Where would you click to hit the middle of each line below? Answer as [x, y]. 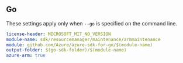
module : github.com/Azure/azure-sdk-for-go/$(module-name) [80, 45]
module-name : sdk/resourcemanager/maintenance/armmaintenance [83, 39]
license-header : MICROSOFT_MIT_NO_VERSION [58, 34]
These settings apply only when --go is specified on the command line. [91, 23]
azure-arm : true [26, 55]
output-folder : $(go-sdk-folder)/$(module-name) [66, 50]
